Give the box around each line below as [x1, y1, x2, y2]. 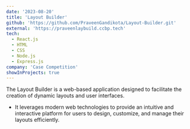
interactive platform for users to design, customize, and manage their [14, 110, 184, 117]
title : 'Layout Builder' [6, 14, 68, 20]
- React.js [11, 36, 39, 42]
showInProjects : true [6, 70, 60, 75]
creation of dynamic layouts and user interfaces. [6, 92, 125, 99]
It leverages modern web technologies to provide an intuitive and [14, 103, 174, 111]
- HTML [11, 42, 28, 48]
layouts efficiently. [14, 117, 60, 124]
